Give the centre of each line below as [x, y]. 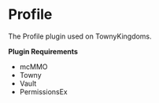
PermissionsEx [44, 91]
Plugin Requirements [43, 51]
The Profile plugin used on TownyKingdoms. [80, 36]
